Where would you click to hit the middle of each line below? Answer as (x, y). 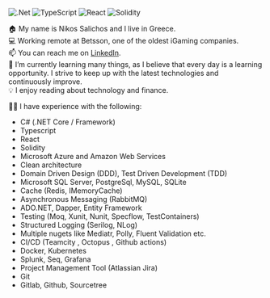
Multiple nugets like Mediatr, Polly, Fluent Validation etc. (113, 233)
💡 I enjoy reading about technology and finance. (89, 90)
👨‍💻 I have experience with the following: (75, 106)
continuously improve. (45, 82)
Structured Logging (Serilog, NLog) (79, 225)
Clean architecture (51, 165)
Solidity (33, 148)
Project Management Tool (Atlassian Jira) (89, 268)
